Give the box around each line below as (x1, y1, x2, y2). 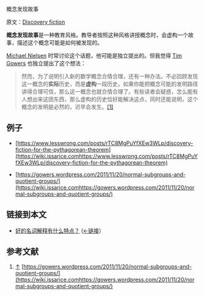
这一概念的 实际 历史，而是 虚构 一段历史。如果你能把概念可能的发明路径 (21, 80, 199, 87)
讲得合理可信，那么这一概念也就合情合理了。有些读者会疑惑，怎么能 (21, 88, 193, 95)
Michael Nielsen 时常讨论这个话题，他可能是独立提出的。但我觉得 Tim (6, 52, 182, 59)
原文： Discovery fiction (6, 18, 65, 26)
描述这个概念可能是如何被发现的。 (16, 39, 103, 46)
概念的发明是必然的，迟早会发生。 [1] (21, 103, 114, 110)
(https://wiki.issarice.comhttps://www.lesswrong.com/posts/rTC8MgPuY (15, 152, 199, 160)
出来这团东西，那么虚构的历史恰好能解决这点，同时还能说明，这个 (32, 95, 199, 103)
